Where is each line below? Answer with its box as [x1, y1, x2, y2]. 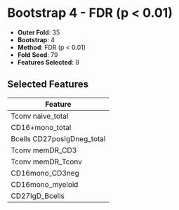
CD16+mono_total [11, 122, 72, 132]
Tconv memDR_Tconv [11, 157, 82, 166]
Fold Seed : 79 [17, 51, 58, 59]
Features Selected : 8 [17, 58, 79, 66]
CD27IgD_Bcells [11, 191, 65, 201]
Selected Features [7, 79, 89, 91]
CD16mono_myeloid [11, 179, 79, 189]
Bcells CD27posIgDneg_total [11, 133, 106, 143]
